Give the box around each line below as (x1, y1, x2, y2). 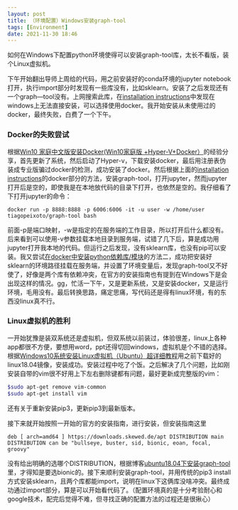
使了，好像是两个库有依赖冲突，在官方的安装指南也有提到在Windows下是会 (7, 270, 228, 278)
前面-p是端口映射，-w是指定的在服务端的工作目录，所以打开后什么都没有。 (7, 225, 227, 234)
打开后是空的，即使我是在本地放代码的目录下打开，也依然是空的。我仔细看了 (7, 183, 232, 191)
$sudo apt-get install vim (7, 390, 87, 397)
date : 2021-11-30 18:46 (7, 30, 78, 38)
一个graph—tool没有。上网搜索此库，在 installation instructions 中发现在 (7, 92, 215, 101)
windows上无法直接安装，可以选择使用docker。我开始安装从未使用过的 (7, 101, 216, 110)
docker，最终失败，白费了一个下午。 (7, 110, 115, 119)
